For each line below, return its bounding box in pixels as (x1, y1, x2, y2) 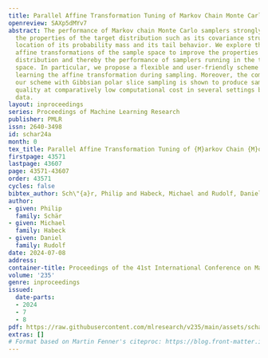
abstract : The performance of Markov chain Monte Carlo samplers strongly (8, 26, 262, 34)
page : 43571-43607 (8, 167, 69, 175)
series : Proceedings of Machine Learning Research (8, 108, 180, 116)
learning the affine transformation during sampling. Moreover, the (15, 71, 248, 79)
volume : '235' (8, 271, 56, 279)
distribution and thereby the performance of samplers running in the (15, 57, 255, 65)
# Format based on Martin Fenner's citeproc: (8, 338, 162, 346)
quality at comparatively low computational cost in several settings (15, 85, 255, 94)
